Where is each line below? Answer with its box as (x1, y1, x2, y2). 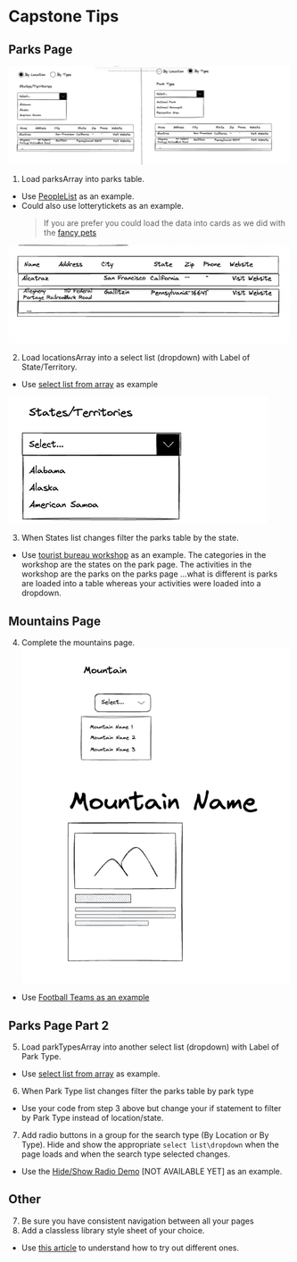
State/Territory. (21, 361, 78, 372)
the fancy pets (43, 228, 97, 238)
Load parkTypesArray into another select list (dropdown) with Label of (21, 1042, 280, 1052)
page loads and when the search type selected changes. (21, 1149, 231, 1159)
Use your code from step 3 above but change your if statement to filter (21, 1103, 282, 1114)
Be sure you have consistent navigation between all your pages (21, 1216, 255, 1226)
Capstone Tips (8, 6, 120, 27)
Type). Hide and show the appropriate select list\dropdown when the (21, 1140, 280, 1150)
